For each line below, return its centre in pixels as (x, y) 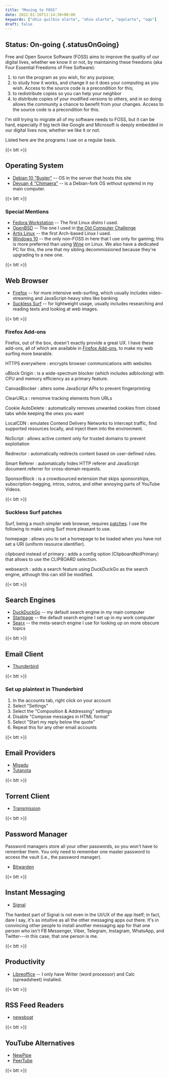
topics (19, 628)
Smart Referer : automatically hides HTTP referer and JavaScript (72, 463)
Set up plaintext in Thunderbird (44, 689)
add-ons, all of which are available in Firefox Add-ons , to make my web (79, 348)
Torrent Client (27, 796)
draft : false (19, 24)
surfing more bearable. (29, 354)
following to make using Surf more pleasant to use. (58, 529)
